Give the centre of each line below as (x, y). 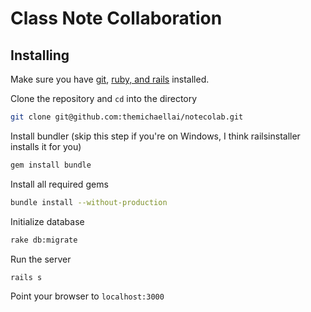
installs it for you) (46, 146)
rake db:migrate (44, 240)
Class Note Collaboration (116, 18)
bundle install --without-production (89, 202)
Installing (40, 55)
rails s (26, 277)
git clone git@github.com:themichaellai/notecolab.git (127, 117)
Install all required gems (59, 184)
